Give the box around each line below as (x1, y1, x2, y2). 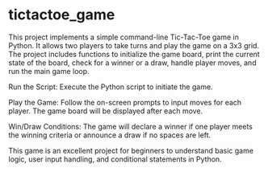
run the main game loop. (8, 66, 90, 76)
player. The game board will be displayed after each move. (8, 106, 203, 116)
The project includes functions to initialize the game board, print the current (8, 49, 260, 59)
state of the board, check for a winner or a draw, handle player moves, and (8, 58, 257, 68)
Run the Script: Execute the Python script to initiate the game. (8, 82, 213, 92)
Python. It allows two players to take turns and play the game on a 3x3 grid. (8, 40, 260, 50)
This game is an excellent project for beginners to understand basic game (8, 145, 254, 155)
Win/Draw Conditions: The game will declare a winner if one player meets (8, 121, 253, 131)
